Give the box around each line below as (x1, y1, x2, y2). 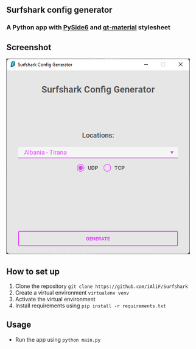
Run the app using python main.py (15, 336, 101, 343)
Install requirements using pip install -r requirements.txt (15, 302, 166, 309)
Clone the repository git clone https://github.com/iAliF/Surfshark (15, 282, 189, 290)
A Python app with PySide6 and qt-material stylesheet (6, 23, 170, 32)
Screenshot (6, 42, 52, 53)
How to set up (6, 266, 60, 277)
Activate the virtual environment (15, 295, 96, 303)
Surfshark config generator (6, 5, 113, 15)
